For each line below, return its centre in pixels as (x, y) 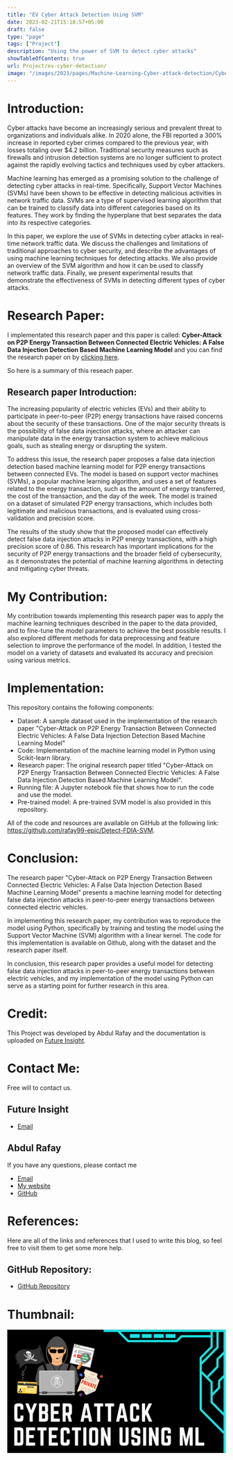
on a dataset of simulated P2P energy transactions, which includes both (110, 504)
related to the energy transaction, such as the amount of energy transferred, (116, 489)
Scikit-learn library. (44, 758)
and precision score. (66, 518)
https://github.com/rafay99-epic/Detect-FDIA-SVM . (81, 831)
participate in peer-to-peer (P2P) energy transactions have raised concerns (115, 416)
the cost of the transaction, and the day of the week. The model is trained (112, 496)
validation (21, 518)
